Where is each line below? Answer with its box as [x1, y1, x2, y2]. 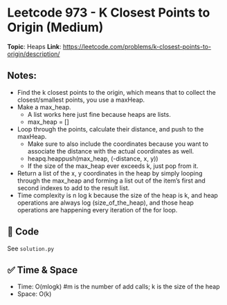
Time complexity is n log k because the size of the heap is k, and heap [17, 191, 218, 199]
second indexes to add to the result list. [17, 183, 130, 192]
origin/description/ [7, 50, 60, 58]
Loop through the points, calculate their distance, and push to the [17, 124, 204, 133]
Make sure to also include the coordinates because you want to [27, 140, 209, 148]
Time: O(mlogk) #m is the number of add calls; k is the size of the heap [17, 282, 220, 291]
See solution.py [7, 244, 54, 252]
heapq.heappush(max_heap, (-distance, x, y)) [27, 154, 158, 163]
